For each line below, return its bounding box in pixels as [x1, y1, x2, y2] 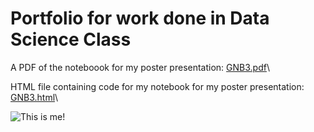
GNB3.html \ [10, 91, 59, 103]
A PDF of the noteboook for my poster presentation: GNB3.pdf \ [10, 61, 270, 73]
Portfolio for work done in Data [10, 7, 270, 30]
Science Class [10, 28, 132, 51]
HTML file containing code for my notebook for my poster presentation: [10, 80, 305, 92]
